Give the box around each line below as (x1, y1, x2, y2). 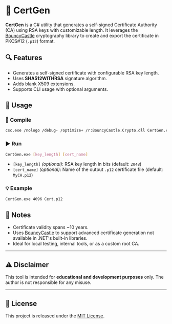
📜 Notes (5, 211, 31, 220)
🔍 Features (5, 53, 42, 62)
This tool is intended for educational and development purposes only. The (5, 274, 164, 280)
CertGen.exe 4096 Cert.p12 (5, 196, 63, 202)
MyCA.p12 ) (12, 172, 33, 178)
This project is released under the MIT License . (5, 313, 105, 319)
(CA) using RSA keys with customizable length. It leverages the (5, 27, 138, 33)
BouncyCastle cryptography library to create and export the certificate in (5, 32, 159, 39)
